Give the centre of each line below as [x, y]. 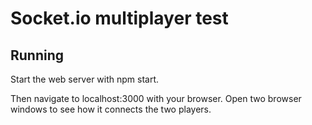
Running [37, 55]
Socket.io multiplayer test [119, 18]
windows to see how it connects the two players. [111, 109]
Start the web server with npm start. [85, 79]
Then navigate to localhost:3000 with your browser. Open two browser [156, 98]
